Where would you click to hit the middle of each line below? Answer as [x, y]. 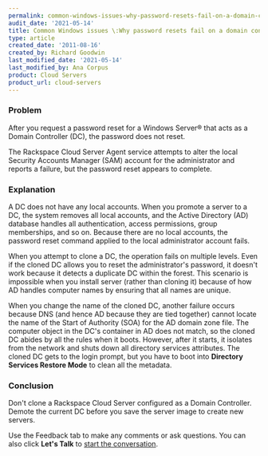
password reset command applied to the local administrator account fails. [129, 241]
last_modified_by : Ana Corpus [59, 68]
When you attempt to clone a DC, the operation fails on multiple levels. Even [133, 256]
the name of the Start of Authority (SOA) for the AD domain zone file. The [129, 323]
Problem [25, 110]
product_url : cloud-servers [55, 82]
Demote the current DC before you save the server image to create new [126, 411]
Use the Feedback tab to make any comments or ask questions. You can [127, 435]
